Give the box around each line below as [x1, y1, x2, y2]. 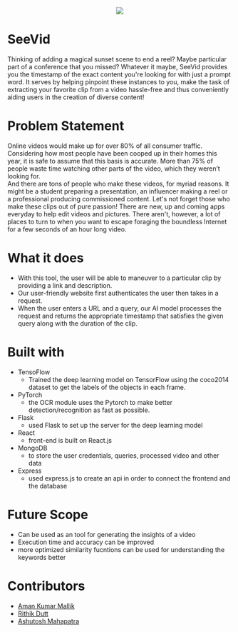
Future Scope [7, 506, 88, 523]
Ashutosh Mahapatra [17, 616, 80, 625]
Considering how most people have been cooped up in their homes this [7, 149, 217, 157]
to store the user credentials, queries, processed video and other [28, 451, 219, 460]
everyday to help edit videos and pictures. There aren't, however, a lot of [7, 209, 221, 218]
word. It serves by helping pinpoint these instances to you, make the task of [7, 77, 230, 86]
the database [28, 481, 68, 490]
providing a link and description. [17, 281, 113, 289]
